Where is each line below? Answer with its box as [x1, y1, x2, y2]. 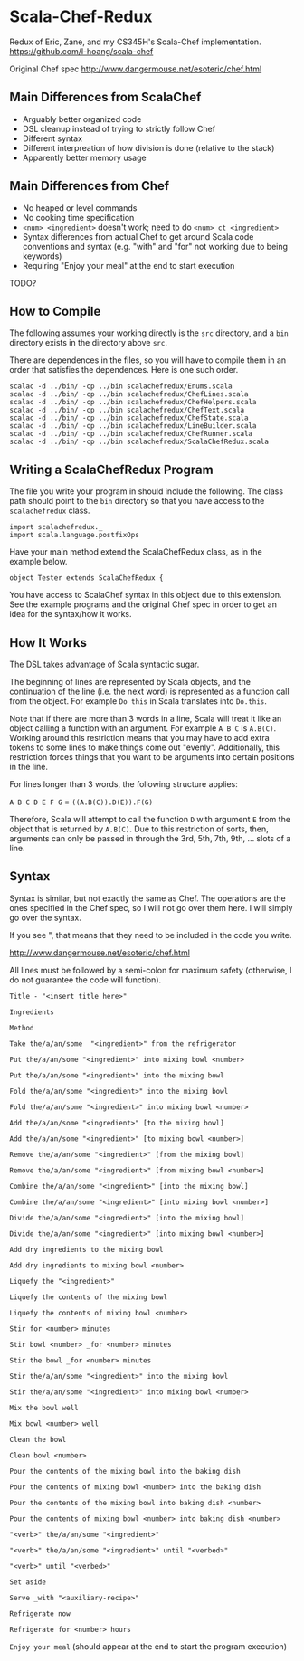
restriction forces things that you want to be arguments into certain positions [9, 752, 295, 762]
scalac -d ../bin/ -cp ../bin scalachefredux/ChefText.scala [9, 405, 245, 415]
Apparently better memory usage [22, 152, 147, 163]
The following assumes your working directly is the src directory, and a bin [9, 327, 289, 338]
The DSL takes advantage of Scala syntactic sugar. [9, 659, 200, 669]
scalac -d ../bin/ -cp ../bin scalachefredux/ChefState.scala [9, 413, 249, 422]
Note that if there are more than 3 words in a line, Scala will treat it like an [9, 713, 282, 724]
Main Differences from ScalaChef [9, 90, 202, 105]
